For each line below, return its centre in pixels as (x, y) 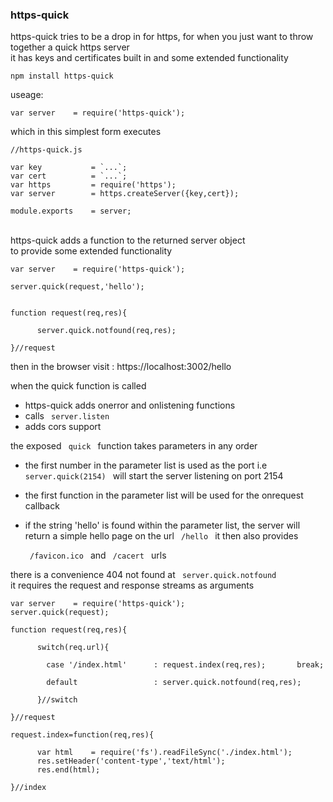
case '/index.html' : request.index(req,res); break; (185, 665)
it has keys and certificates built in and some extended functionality (149, 58)
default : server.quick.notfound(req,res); (174, 683)
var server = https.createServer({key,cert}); (125, 194)
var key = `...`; (69, 168)
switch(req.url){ (73, 648)
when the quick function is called (78, 386)
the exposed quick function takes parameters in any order (134, 446)
